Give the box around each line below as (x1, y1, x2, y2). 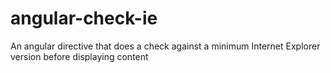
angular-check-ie (10, 7, 158, 30)
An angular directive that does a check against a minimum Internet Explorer (10, 40, 321, 52)
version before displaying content (10, 50, 149, 62)
